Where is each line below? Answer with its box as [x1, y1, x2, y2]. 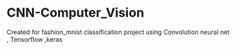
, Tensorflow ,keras [6, 35, 63, 43]
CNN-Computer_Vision [6, 5, 144, 21]
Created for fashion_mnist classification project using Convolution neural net [6, 28, 230, 36]
